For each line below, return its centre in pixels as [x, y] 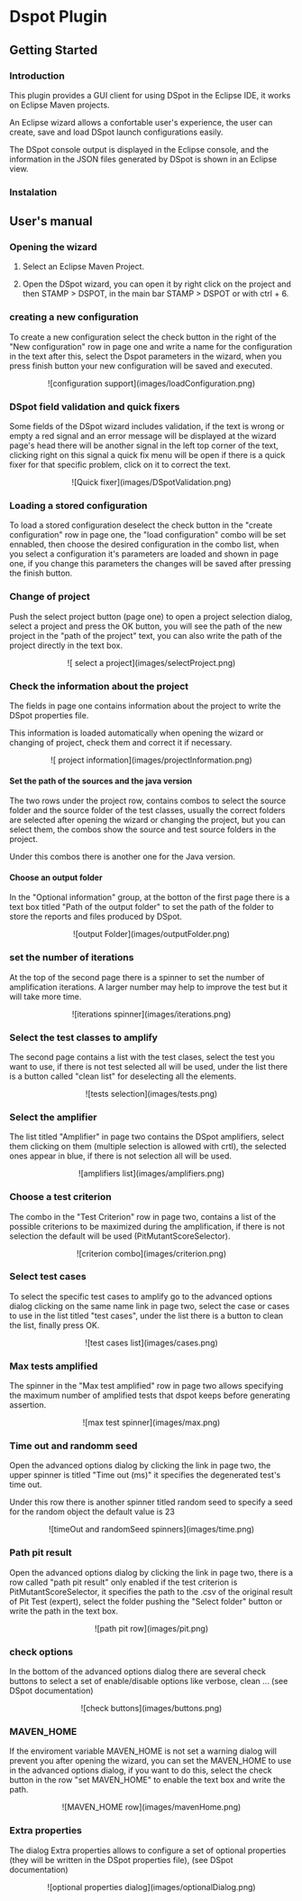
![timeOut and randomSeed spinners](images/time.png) [151, 1530]
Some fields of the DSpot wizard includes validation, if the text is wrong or [147, 426]
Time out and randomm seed [73, 1446]
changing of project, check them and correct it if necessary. [121, 742]
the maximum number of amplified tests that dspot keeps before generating [150, 1395]
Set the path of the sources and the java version [101, 781]
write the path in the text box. [64, 1611]
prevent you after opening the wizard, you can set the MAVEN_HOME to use [151, 1761]
